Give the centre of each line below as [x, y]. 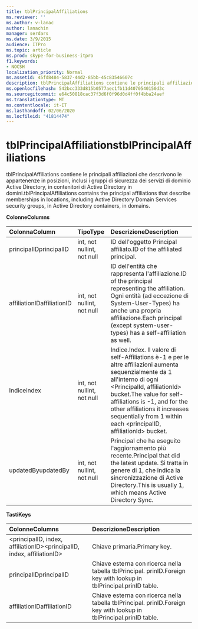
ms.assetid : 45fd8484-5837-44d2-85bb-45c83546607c [70, 78]
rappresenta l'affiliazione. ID [148, 274]
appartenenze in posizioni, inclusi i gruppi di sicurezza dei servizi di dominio [99, 180]
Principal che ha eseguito [146, 441]
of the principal [131, 281]
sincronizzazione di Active [147, 478]
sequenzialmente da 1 [141, 372]
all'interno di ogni [135, 379]
